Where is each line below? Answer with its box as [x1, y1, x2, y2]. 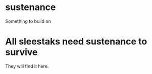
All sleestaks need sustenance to [5, 36, 147, 47]
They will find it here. [5, 63, 49, 69]
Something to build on [5, 18, 52, 24]
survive [5, 47, 38, 58]
